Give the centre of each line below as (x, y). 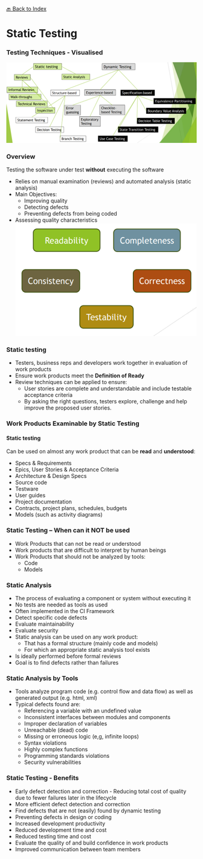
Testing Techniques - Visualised (55, 53)
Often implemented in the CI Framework (65, 611)
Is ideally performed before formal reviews (68, 656)
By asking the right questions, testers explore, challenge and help (105, 402)
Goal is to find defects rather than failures (67, 663)
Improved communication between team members (78, 849)
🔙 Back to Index (27, 9)
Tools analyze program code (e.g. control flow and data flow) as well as (104, 692)
